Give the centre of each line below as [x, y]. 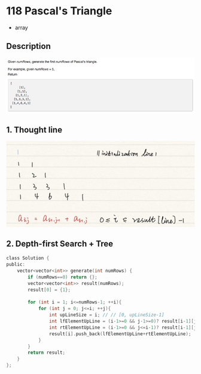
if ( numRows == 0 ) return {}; [63, 277]
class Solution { [28, 258]
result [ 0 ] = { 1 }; [49, 290]
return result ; [47, 353]
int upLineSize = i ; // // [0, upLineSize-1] [106, 315]
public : [16, 265]
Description [28, 46]
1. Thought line [34, 130]
